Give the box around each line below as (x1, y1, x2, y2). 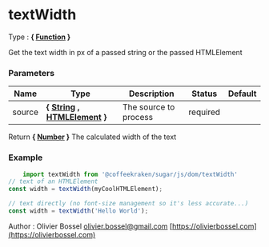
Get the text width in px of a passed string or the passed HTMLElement (8, 47, 243, 57)
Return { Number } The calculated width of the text (8, 132, 177, 141)
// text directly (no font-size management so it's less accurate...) (8, 200, 249, 208)
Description (128, 88, 175, 99)
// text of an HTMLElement (8, 177, 98, 185)
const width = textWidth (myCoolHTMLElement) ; (8, 185, 163, 193)
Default (227, 88, 257, 99)
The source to (122, 102, 175, 113)
